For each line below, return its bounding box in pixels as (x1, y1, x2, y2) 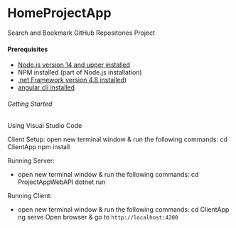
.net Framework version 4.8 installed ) (17, 76, 127, 85)
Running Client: (7, 192, 53, 200)
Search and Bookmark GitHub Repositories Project (7, 28, 155, 37)
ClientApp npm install (7, 143, 70, 151)
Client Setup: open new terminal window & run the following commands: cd (7, 135, 227, 143)
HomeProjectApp (7, 5, 112, 21)
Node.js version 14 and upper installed (17, 60, 130, 69)
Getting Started (7, 99, 53, 108)
